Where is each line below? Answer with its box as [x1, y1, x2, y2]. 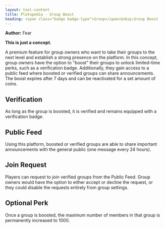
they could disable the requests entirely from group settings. [5, 184, 129, 190]
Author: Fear [5, 30, 32, 36]
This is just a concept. [5, 40, 52, 46]
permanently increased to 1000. [5, 217, 70, 223]
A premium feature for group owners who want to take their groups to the [5, 49, 155, 55]
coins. [5, 81, 18, 87]
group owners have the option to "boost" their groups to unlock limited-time [5, 60, 160, 66]
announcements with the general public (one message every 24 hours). [5, 147, 151, 152]
